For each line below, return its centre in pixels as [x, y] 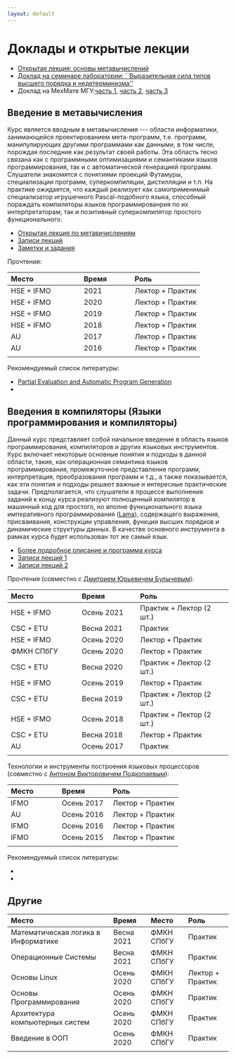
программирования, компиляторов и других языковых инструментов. [113, 447]
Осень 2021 [103, 613]
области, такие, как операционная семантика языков [88, 462]
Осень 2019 [103, 683]
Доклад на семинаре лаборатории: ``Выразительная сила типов [114, 75]
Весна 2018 [102, 735]
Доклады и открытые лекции [98, 48]
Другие [25, 901]
